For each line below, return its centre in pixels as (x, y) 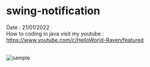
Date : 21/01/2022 (28, 27)
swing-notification (53, 11)
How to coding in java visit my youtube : (55, 33)
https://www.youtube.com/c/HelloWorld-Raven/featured (75, 40)
